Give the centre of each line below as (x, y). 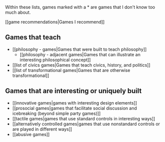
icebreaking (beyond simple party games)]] (56, 113)
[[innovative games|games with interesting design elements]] (75, 103)
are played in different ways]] (42, 129)
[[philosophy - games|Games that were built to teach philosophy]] (79, 49)
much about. (18, 12)
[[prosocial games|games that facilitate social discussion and (75, 108)
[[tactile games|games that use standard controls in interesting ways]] (84, 118)
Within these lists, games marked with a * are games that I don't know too (80, 7)
